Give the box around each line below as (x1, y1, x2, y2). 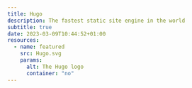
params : (20, 57, 43, 64)
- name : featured (13, 43, 65, 50)
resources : (7, 37, 40, 44)
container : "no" (26, 70, 74, 77)
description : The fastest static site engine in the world (7, 17, 186, 24)
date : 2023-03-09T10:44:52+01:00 (7, 30, 106, 38)
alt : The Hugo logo (26, 63, 84, 70)
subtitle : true (7, 23, 52, 31)
